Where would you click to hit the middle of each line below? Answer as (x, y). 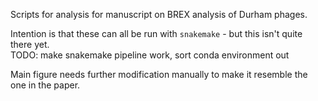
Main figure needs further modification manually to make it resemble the (159, 74)
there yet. (30, 44)
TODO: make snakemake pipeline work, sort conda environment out (150, 55)
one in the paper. (45, 85)
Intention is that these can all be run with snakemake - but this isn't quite (156, 33)
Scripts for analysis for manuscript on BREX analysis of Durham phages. (159, 14)
